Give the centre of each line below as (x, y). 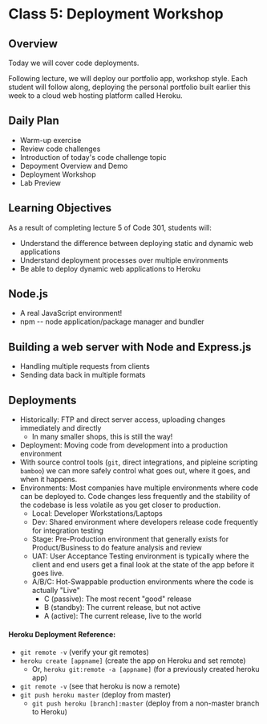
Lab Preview (40, 182)
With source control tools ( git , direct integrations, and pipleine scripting (139, 462)
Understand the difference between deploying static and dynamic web (136, 243)
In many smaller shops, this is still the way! (102, 437)
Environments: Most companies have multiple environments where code (139, 488)
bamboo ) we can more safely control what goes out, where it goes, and (135, 471)
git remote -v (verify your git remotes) (85, 652)
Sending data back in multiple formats (83, 375)
